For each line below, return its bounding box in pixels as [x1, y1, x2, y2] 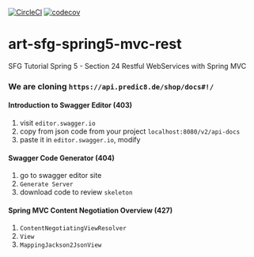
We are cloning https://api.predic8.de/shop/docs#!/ [8, 81, 214, 92]
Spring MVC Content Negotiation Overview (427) [8, 206, 172, 215]
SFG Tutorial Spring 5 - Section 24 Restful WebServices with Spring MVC [8, 61, 247, 70]
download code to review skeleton [19, 187, 133, 197]
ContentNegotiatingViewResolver [19, 225, 127, 232]
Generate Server [19, 180, 74, 189]
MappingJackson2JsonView [19, 241, 102, 249]
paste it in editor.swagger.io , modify [19, 135, 141, 145]
